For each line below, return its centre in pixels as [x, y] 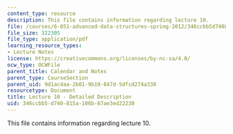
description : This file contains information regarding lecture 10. [108, 20]
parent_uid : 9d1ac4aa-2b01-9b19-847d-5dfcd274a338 [82, 84]
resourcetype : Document [42, 90]
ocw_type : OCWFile [34, 65]
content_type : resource [42, 13]
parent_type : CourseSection [48, 78]
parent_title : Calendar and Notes [57, 71]
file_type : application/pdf [48, 39]
